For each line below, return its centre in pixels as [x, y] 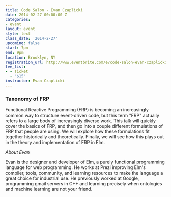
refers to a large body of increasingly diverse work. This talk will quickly [81, 121]
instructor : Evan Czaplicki [35, 81]
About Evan [18, 152]
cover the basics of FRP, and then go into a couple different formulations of [84, 126]
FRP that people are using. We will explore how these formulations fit [78, 132]
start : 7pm [17, 48]
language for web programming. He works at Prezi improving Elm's [76, 167]
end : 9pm [15, 52]
